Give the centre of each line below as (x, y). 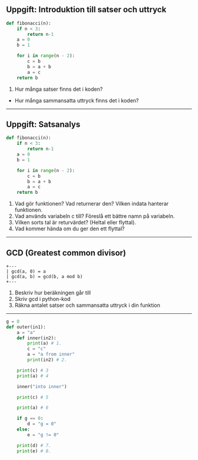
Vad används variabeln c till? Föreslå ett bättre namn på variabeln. (95, 216)
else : (24, 429)
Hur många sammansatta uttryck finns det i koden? (77, 100)
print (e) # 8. (34, 451)
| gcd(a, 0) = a (26, 271)
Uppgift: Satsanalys (43, 124)
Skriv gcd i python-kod (42, 299)
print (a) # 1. (44, 343)
